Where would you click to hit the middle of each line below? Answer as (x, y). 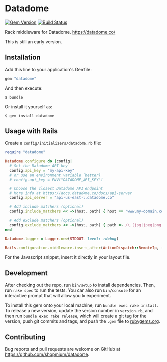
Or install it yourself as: (29, 106)
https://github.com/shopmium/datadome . (47, 354)
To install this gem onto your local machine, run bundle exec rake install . (82, 305)
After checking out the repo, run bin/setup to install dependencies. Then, (80, 285)
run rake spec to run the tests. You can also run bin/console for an (73, 290)
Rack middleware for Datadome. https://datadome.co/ (60, 32)
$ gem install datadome (30, 116)
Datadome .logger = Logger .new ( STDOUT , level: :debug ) (62, 239)
